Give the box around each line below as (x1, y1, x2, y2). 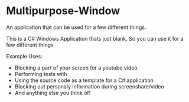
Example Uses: (6, 52, 43, 60)
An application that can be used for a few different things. (6, 24, 146, 31)
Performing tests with (14, 70, 67, 77)
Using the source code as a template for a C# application (14, 77, 154, 84)
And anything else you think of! (14, 89, 91, 96)
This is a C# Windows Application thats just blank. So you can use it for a (6, 35, 184, 42)
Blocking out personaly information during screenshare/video (14, 83, 164, 90)
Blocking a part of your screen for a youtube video (14, 64, 138, 71)
